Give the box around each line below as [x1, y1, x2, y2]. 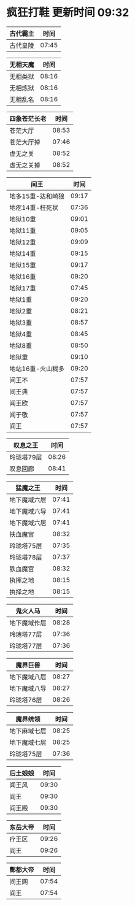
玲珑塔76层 [9, 696, 42, 704]
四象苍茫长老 [9, 114, 47, 123]
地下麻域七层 [9, 726, 47, 735]
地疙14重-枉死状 [9, 203, 59, 212]
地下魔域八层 [9, 672, 47, 681]
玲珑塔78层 [9, 553, 42, 561]
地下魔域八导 [9, 684, 47, 693]
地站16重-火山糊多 [9, 364, 65, 373]
